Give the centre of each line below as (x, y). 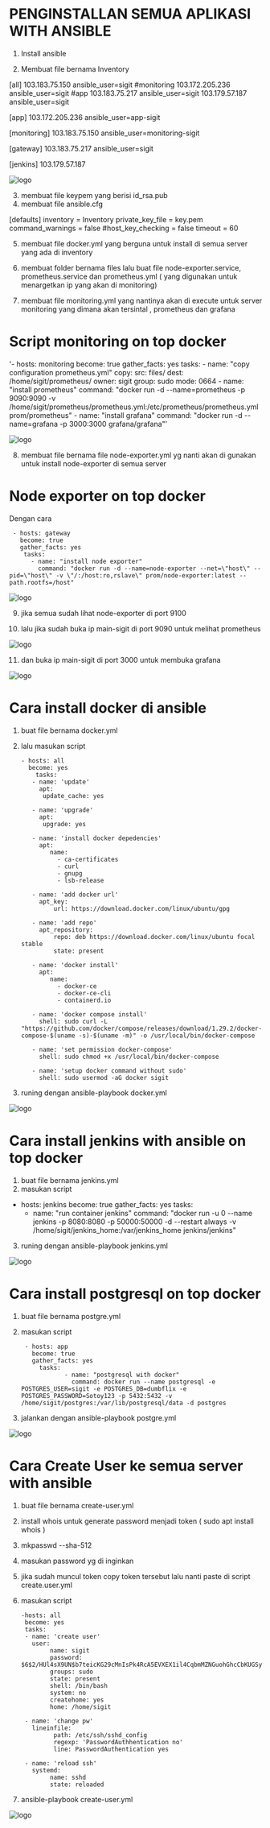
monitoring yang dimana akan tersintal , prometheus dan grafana (128, 309)
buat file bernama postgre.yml (71, 1316)
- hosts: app (46, 1346)
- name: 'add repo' (64, 923)
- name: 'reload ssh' (61, 1763)
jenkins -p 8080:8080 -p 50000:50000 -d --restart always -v (134, 1222)
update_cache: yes (73, 796)
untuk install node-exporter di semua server (94, 463)
